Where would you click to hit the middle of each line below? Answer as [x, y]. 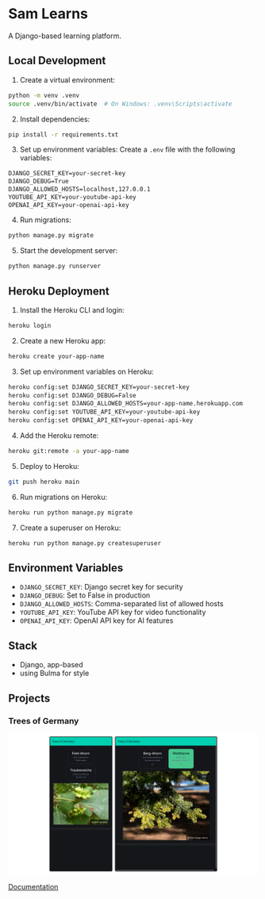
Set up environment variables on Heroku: [87, 371]
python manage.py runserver [55, 267]
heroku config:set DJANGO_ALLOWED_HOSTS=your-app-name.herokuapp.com [126, 404]
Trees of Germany [44, 720]
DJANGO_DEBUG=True [38, 182]
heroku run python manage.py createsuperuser [84, 543]
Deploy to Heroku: [49, 466]
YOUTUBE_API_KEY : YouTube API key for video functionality [113, 613]
